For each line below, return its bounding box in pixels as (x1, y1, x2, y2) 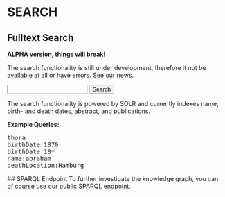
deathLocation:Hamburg (7, 162, 84, 169)
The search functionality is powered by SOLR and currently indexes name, (7, 100, 219, 108)
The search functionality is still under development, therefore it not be (7, 64, 206, 71)
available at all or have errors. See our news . (7, 71, 134, 79)
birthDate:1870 (7, 141, 59, 148)
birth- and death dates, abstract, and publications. (7, 107, 151, 115)
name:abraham (7, 155, 52, 162)
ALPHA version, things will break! (7, 50, 106, 58)
